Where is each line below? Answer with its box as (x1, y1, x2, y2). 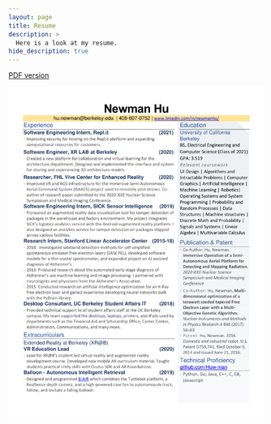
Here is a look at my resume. (15, 39, 118, 47)
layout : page (8, 13, 53, 21)
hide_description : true (8, 47, 89, 56)
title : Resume (8, 21, 57, 30)
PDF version (8, 71, 49, 80)
